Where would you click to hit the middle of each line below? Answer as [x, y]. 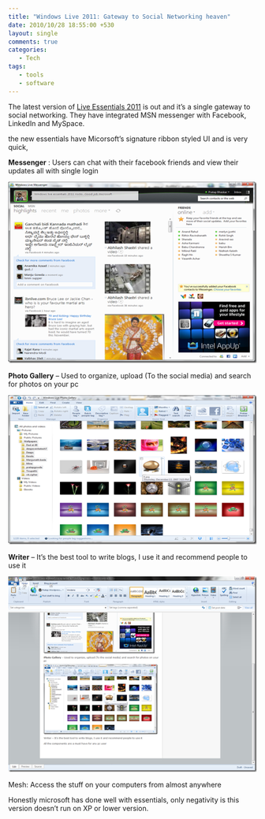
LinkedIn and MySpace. [47, 123]
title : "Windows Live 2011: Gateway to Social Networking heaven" [119, 17]
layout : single [33, 33]
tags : [17, 67]
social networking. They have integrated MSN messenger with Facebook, [127, 115]
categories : [28, 50]
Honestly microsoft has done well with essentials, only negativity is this [124, 799]
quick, [18, 147]
